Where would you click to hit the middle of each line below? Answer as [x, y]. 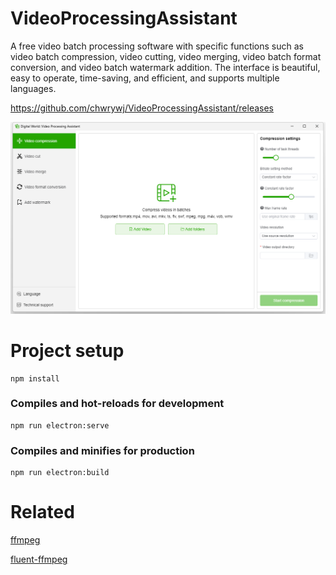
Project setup [67, 350]
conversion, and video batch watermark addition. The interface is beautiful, [165, 67]
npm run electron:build [60, 473]
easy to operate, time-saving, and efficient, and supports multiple [145, 78]
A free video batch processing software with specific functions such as [157, 46]
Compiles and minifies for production [102, 450]
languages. [33, 88]
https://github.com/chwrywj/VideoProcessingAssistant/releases [142, 108]
